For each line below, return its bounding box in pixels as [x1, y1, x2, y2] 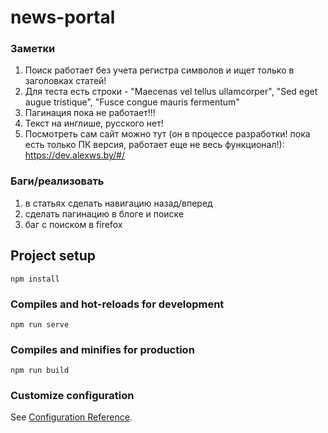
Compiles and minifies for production [10, 342, 195, 356]
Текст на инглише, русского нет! [24, 117, 164, 130]
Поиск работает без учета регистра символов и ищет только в [24, 64, 295, 76]
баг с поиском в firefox [24, 218, 123, 230]
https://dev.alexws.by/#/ [24, 149, 126, 161]
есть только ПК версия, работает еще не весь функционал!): [24, 139, 285, 151]
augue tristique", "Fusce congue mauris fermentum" [24, 96, 240, 108]
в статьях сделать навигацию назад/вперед [24, 197, 213, 209]
